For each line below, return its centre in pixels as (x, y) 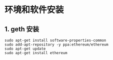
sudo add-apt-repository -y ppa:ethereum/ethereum (56, 45)
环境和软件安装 (34, 10)
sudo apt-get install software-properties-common (56, 40)
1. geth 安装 (22, 29)
